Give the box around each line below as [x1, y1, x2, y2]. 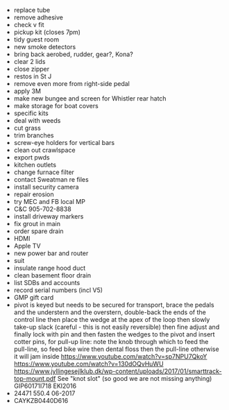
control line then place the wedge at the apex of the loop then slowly [13, 316, 210, 323]
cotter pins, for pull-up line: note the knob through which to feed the [13, 338, 209, 345]
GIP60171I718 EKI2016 [13, 382, 77, 390]
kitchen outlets [13, 161, 57, 169]
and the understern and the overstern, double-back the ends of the [13, 308, 206, 316]
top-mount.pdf [13, 375, 56, 382]
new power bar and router [13, 249, 89, 257]
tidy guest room [13, 35, 60, 44]
